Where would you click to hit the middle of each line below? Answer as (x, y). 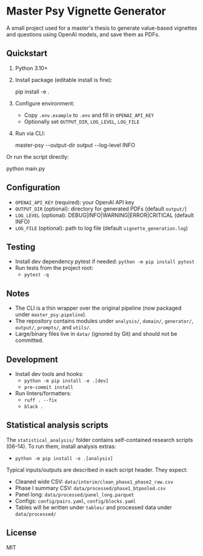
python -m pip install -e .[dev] (66, 381)
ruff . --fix (41, 400)
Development (32, 359)
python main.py (26, 169)
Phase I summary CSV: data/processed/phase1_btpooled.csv (90, 488)
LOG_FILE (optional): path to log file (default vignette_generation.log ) (101, 228)
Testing (21, 247)
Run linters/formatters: (43, 393)
